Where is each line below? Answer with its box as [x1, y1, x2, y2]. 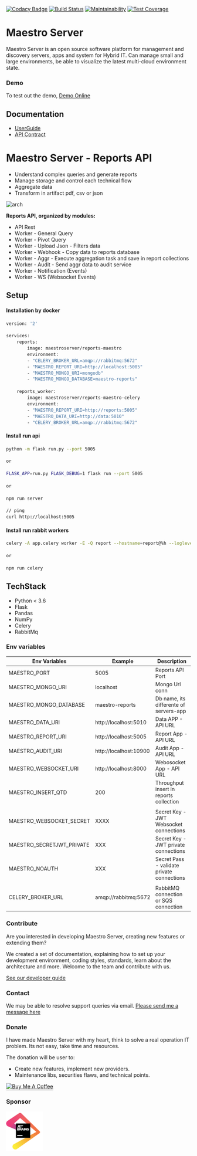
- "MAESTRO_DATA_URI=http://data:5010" [27, 413, 125, 419]
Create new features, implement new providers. [14, 1065, 130, 1073]
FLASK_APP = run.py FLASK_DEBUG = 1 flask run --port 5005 [6, 471, 143, 477]
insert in [155, 786, 175, 793]
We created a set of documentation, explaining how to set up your [6, 950, 166, 957]
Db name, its [155, 695, 186, 702]
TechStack [6, 581, 46, 592]
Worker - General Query [14, 229, 73, 237]
